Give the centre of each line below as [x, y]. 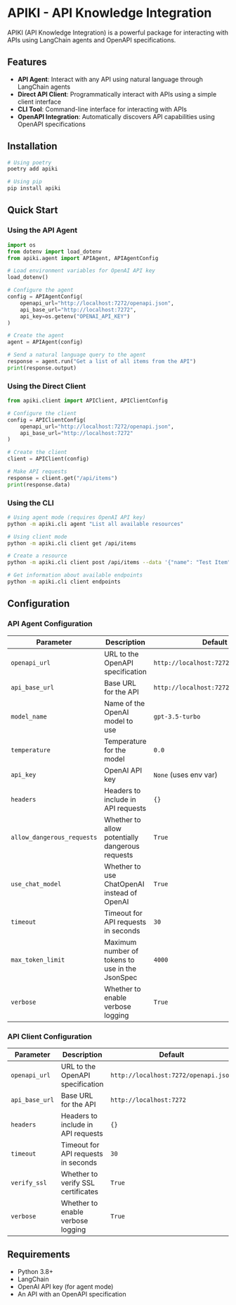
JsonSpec [121, 977]
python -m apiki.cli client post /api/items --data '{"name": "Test [110, 563]
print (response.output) [42, 368]
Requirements [39, 1255]
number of [122, 951]
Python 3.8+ [35, 1271]
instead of [121, 893]
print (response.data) [39, 484]
